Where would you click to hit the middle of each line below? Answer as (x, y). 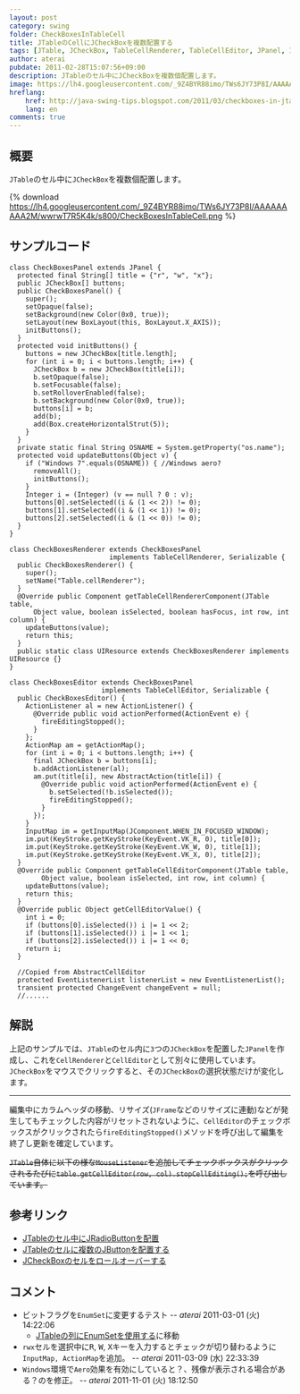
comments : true (37, 117)
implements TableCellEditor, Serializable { (185, 690)
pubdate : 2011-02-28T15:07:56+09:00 (77, 68)
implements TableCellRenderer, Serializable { (197, 557)
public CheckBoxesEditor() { (71, 698)
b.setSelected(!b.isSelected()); (111, 792)
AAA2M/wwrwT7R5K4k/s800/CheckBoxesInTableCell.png (116, 216)
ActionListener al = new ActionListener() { (109, 706)
